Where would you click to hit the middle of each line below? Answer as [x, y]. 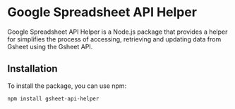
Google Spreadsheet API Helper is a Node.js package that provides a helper [117, 32]
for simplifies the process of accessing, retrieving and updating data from [114, 39]
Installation [32, 69]
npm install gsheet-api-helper [53, 98]
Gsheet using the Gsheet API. [50, 46]
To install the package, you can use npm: [67, 86]
